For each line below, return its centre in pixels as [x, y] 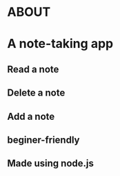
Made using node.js [51, 164]
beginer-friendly [43, 140]
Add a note [31, 116]
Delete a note [36, 93]
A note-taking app [60, 44]
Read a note [33, 69]
